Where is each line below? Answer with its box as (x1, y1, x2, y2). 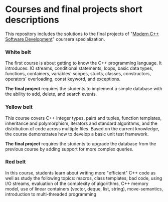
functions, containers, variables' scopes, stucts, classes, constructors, (5, 71, 151, 77)
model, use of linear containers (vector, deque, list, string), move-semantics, (5, 185, 163, 191)
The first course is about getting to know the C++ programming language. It (5, 60, 162, 66)
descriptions (5, 14, 59, 26)
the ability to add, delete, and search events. (5, 91, 97, 97)
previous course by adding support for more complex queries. (5, 146, 134, 152)
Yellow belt (5, 104, 33, 111)
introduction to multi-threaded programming (5, 191, 97, 197)
